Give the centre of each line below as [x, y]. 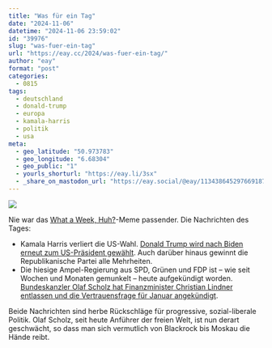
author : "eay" [32, 62]
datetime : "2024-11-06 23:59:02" [65, 31]
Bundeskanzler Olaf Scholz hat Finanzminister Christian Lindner [126, 286]
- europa [30, 114]
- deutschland [39, 99]
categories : [28, 76]
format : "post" [34, 69]
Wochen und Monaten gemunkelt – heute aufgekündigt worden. [126, 278]
